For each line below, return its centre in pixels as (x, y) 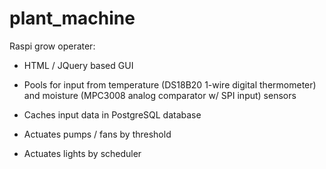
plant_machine (72, 18)
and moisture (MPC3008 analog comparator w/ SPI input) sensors (160, 95)
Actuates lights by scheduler (82, 153)
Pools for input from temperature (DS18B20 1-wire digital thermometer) (170, 84)
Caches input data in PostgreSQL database (112, 114)
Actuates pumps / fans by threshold (97, 134)
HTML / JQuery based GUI (78, 65)
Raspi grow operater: (52, 46)
